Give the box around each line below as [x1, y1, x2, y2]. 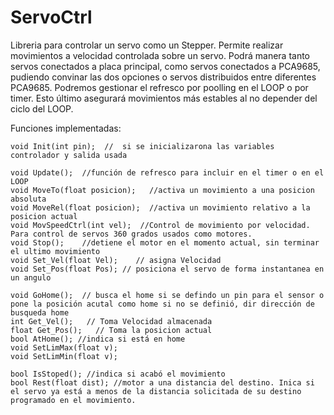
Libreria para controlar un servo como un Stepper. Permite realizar [10, 39, 284, 51]
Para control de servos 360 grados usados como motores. [10, 229, 253, 239]
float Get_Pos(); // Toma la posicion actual [10, 325, 213, 335]
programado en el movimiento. [10, 395, 137, 405]
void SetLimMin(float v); [10, 351, 118, 361]
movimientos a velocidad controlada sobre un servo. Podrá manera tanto [10, 49, 311, 61]
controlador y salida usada [10, 150, 128, 160]
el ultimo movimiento [10, 246, 101, 256]
